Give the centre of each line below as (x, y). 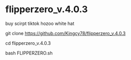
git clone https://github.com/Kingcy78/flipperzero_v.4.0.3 (65, 33)
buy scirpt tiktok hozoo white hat (40, 23)
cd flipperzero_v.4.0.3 (28, 43)
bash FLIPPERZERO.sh (29, 53)
